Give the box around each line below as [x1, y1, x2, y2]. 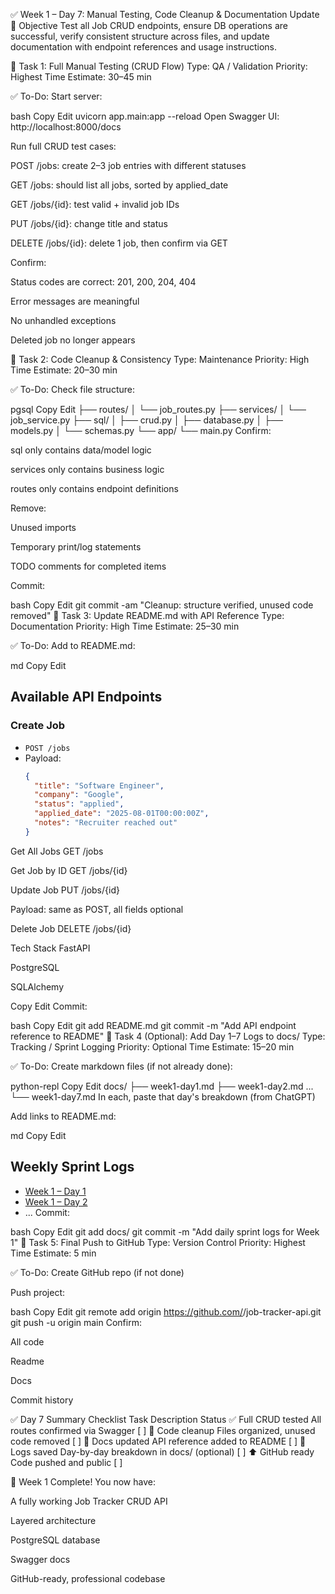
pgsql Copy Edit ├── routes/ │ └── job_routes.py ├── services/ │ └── [10, 404, 307, 415]
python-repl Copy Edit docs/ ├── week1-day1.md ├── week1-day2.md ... [10, 1080, 314, 1092]
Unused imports [10, 522, 77, 533]
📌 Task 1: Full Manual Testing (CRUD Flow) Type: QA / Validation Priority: [10, 60, 308, 72]
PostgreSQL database [10, 1534, 101, 1546]
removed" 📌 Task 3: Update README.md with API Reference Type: [10, 610, 285, 621]
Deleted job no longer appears [10, 334, 136, 346]
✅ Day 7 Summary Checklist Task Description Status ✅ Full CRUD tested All [10, 1413, 322, 1425]
